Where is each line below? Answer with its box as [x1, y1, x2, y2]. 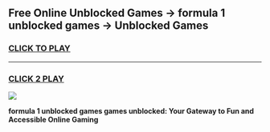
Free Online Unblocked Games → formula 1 [8, 6, 226, 20]
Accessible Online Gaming [8, 114, 99, 124]
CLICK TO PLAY [8, 43, 71, 54]
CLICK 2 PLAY [8, 73, 64, 84]
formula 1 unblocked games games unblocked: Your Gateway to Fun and [8, 106, 255, 115]
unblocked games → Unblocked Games [8, 19, 209, 33]
